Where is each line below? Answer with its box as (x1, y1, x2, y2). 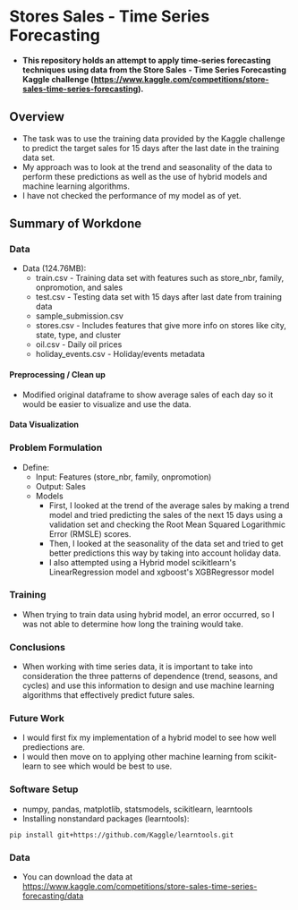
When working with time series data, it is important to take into (21, 661, 253, 672)
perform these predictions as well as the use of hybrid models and (21, 171, 268, 182)
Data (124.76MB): (21, 263, 87, 274)
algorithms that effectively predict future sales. (21, 690, 195, 701)
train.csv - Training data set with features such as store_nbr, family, (35, 273, 285, 284)
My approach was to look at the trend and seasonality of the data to (21, 161, 273, 172)
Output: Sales (35, 481, 87, 491)
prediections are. (21, 742, 85, 753)
